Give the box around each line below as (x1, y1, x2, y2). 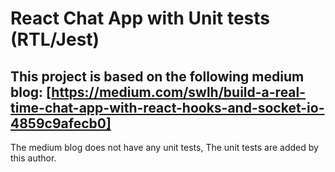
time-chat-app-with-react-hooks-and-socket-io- (10, 99, 325, 116)
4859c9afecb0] (10, 115, 112, 132)
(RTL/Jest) (10, 28, 100, 51)
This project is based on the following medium (10, 68, 305, 85)
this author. (10, 152, 57, 164)
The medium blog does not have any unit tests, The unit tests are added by (10, 142, 319, 153)
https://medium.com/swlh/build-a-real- (51, 83, 307, 101)
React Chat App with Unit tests (10, 7, 270, 30)
